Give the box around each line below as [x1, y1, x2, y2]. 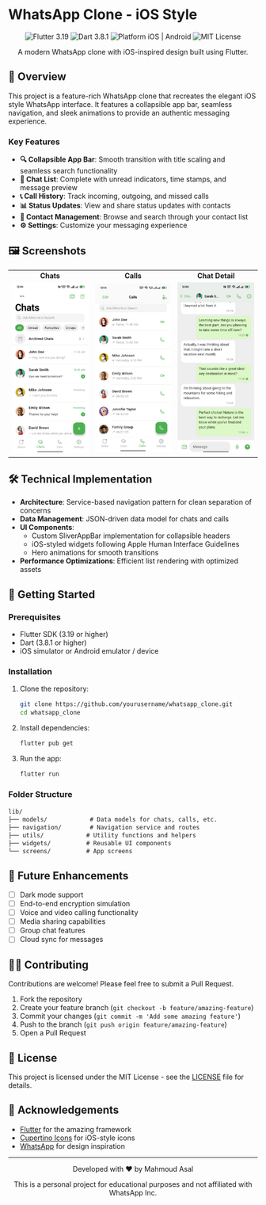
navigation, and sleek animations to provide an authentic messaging [8, 108, 230, 117]
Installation [8, 665, 53, 677]
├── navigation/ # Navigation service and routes [8, 824, 200, 832]
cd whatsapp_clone [19, 709, 81, 717]
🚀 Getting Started [8, 588, 96, 601]
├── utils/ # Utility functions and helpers [8, 832, 196, 840]
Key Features [8, 136, 61, 147]
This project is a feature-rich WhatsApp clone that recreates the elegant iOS [8, 91, 256, 101]
